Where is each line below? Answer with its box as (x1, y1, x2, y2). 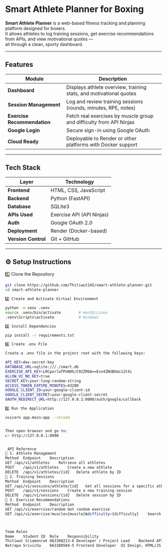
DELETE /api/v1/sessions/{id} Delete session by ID (5, 493, 121, 498)
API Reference (7, 446, 37, 452)
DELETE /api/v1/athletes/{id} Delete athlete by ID (5, 470, 121, 475)
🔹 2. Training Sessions (5, 474, 55, 479)
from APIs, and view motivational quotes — (5, 36, 93, 42)
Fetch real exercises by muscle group (66, 112, 154, 119)
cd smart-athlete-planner (5, 287, 59, 293)
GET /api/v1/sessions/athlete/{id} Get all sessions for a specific (5, 484, 155, 489)
